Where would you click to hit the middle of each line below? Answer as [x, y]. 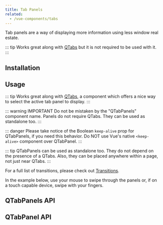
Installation [23, 68]
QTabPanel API [28, 217]
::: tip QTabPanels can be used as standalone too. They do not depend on [79, 151]
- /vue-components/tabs [34, 19]
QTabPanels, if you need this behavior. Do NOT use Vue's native [70, 136]
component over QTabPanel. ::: [51, 141]
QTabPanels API [30, 200]
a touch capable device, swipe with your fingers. [54, 185]
